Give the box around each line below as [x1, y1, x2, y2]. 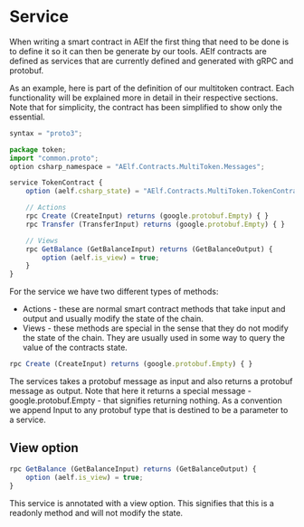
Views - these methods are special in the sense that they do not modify [22, 323, 290, 334]
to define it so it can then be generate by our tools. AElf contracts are [9, 45, 267, 56]
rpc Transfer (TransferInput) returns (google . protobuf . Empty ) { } [25, 220, 285, 229]
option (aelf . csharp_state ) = [25, 187, 140, 196]
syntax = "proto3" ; [9, 128, 83, 137]
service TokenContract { [9, 178, 103, 187]
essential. [9, 111, 45, 122]
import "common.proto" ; [9, 154, 100, 163]
